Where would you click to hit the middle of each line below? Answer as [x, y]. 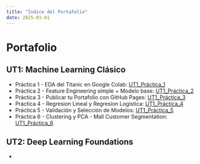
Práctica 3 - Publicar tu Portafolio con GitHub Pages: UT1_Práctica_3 [100, 97]
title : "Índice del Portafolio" [47, 12]
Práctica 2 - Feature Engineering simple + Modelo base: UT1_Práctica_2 [105, 91]
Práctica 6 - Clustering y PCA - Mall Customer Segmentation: [91, 116]
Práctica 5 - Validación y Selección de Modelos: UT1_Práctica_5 [94, 110]
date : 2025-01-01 [28, 18]
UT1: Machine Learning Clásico [66, 70]
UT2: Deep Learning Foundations [70, 142]
